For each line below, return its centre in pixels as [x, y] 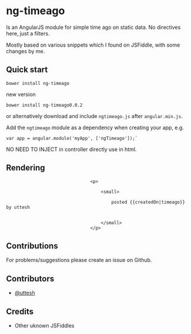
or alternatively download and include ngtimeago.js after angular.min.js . [95, 116]
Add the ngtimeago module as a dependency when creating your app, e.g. [95, 127]
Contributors [30, 279]
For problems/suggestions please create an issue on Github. [79, 260]
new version [21, 94]
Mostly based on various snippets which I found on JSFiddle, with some [93, 45]
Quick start [27, 70]
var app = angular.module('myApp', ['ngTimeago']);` [72, 138]
